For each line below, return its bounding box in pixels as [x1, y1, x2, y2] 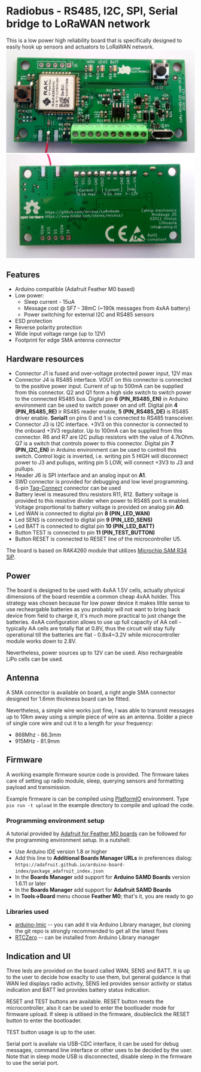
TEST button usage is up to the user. [6, 1029, 96, 1036]
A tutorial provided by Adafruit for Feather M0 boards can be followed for [6, 830, 187, 837]
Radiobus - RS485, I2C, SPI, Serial [6, 4, 178, 18]
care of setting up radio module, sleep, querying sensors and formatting [6, 777, 184, 784]
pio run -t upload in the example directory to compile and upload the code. [6, 801, 194, 808]
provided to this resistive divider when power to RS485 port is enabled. [14, 497, 190, 505]
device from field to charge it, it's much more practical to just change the [6, 612, 186, 620]
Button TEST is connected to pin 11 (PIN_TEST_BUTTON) [14, 529, 156, 536]
